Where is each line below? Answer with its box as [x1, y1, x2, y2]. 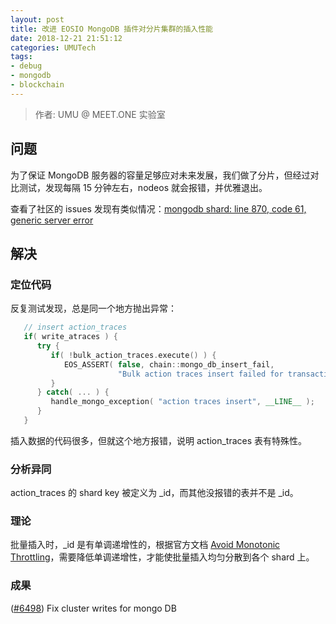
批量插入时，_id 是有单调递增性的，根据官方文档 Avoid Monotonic [10, 539, 281, 551]
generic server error [10, 214, 94, 226]
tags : [10, 52, 33, 62]
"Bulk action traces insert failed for [117, 369, 284, 379]
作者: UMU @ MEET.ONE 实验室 [34, 108, 166, 120]
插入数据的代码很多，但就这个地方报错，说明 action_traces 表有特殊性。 [10, 434, 308, 446]
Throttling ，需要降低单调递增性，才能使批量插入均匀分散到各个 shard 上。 [10, 551, 315, 563]
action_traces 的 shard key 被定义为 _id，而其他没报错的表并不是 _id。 [10, 487, 299, 499]
